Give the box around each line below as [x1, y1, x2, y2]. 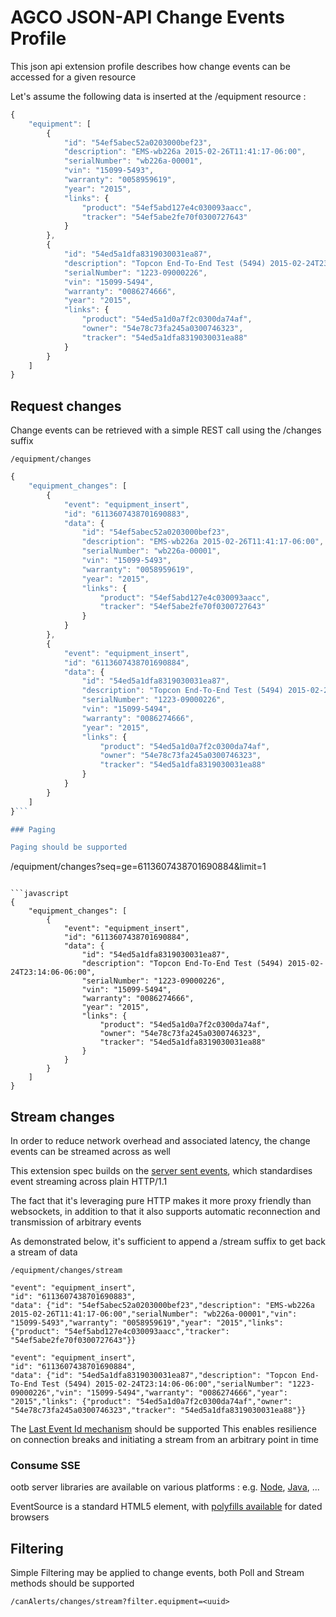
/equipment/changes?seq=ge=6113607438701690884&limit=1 [10, 861, 267, 873]
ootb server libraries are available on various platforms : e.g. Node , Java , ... [10, 1481, 320, 1493]
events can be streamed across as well [10, 1146, 172, 1158]
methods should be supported [10, 1577, 135, 1590]
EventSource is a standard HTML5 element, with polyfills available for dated [10, 1501, 323, 1513]
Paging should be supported [10, 842, 128, 853]
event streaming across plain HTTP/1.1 [10, 1176, 168, 1188]
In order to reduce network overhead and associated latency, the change [10, 1135, 311, 1147]
